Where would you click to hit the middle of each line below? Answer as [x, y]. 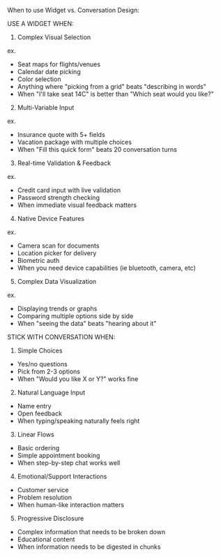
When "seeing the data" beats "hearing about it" [87, 323]
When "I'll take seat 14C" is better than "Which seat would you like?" [115, 94]
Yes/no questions [42, 364]
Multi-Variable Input [46, 107]
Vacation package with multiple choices [75, 142]
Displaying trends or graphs [57, 308]
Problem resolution [44, 497]
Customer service [43, 490]
